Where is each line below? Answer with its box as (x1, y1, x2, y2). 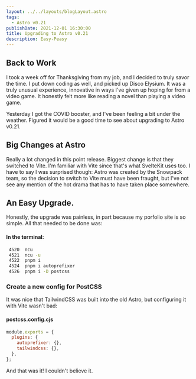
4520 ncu (8, 247, 33, 252)
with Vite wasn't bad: (6, 302, 58, 309)
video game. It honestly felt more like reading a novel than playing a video (6, 92, 186, 99)
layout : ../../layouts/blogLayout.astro (6, 8, 107, 15)
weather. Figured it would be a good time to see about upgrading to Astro (6, 116, 185, 124)
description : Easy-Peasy (6, 36, 67, 42)
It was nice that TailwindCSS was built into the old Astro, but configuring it (6, 296, 187, 303)
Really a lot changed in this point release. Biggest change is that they (6, 156, 174, 163)
